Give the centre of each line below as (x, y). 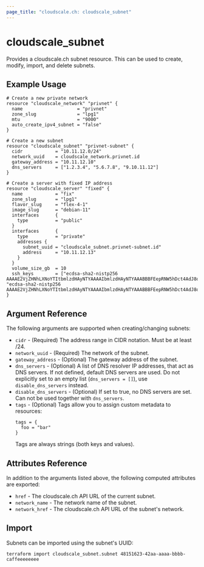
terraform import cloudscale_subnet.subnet (62, 554)
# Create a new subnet (35, 141)
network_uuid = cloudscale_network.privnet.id (76, 157)
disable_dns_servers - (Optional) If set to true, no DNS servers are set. (104, 392)
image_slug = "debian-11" (51, 210)
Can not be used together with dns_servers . (70, 398)
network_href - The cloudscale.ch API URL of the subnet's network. (100, 509)
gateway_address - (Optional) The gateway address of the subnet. (97, 360)
